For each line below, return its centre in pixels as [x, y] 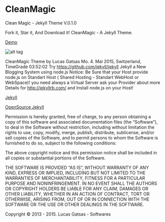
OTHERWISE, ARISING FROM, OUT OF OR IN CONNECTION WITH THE [77, 199]
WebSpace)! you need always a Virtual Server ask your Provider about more [83, 82]
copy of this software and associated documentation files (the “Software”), [82, 122]
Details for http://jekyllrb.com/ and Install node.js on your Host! [69, 87]
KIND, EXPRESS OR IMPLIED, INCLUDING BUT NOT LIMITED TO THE [75, 173]
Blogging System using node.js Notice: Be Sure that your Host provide [77, 72]
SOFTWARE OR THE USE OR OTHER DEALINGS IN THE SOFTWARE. [75, 204]
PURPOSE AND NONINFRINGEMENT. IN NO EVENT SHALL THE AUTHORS [81, 183]
